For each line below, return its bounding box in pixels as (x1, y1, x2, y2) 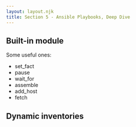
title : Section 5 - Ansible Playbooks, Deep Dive (6, 14, 131, 20)
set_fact (14, 63, 34, 70)
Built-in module (6, 36, 64, 46)
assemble (14, 82, 38, 89)
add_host (14, 88, 38, 95)
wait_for (14, 75, 34, 82)
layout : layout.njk (6, 8, 54, 15)
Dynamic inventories (6, 111, 84, 121)
